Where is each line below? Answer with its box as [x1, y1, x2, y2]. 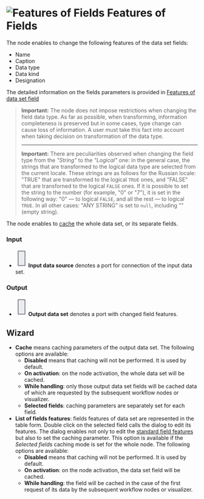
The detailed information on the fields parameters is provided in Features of [6, 88, 195, 95]
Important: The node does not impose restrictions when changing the [21, 106, 197, 114]
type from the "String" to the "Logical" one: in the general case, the [21, 156, 190, 163]
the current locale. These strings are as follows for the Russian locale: [21, 169, 196, 176]
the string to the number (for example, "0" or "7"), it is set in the [21, 188, 181, 196]
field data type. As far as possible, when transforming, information [21, 113, 187, 120]
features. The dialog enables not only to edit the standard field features [15, 428, 194, 435]
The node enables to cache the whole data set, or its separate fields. [6, 219, 178, 227]
